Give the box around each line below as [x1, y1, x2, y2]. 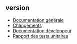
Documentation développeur [12, 27, 72, 34]
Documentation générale [12, 17, 64, 23]
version [5, 4, 30, 12]
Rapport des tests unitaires [12, 33, 69, 39]
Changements [12, 22, 42, 28]
